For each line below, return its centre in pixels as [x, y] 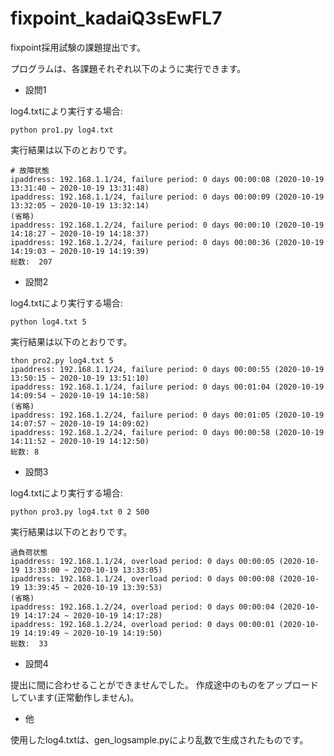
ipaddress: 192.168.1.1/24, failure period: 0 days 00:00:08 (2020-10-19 [167, 179]
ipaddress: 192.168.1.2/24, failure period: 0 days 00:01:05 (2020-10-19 [167, 415]
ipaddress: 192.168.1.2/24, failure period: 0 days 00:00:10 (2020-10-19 [167, 225]
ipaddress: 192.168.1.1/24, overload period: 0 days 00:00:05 [142, 561]
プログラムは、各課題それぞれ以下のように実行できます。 [128, 68]
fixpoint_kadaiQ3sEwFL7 [116, 18]
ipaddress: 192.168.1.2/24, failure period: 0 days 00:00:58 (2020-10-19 [167, 432]
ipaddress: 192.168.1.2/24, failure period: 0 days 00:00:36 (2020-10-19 [167, 242]
